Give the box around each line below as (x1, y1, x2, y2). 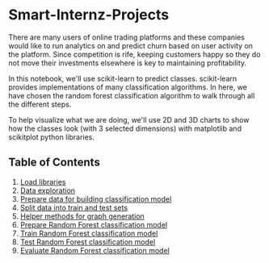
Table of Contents (8, 156, 101, 169)
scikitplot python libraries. (8, 131, 95, 142)
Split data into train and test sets (19, 202, 128, 212)
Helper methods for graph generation (19, 211, 145, 221)
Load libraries (19, 177, 66, 186)
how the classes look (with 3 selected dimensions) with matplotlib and (8, 123, 242, 133)
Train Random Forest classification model (19, 228, 158, 238)
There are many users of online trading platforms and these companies (8, 32, 245, 42)
